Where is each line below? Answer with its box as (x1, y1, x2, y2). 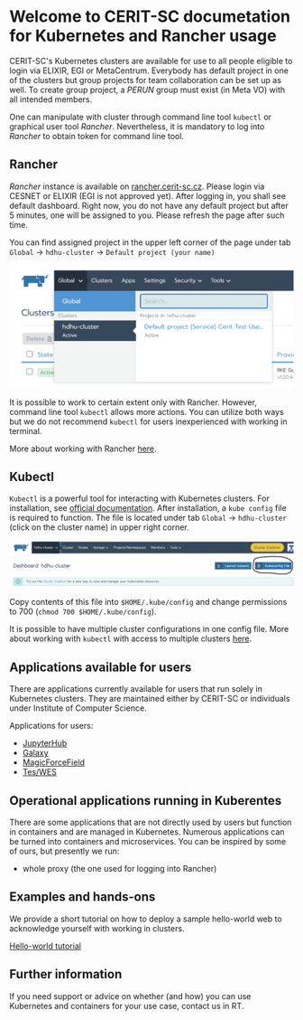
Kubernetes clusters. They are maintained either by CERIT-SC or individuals (9, 694, 290, 704)
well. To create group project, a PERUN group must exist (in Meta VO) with (9, 84, 286, 95)
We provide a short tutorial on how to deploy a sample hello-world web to (9, 913, 282, 924)
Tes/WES (22, 767, 57, 778)
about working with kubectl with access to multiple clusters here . (9, 633, 252, 644)
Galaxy (22, 748, 49, 759)
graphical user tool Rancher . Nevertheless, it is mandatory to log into (9, 120, 265, 132)
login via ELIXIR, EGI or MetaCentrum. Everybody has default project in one (9, 65, 289, 76)
